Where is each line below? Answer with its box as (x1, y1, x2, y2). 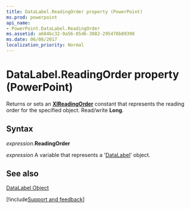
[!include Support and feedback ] (6, 196, 85, 203)
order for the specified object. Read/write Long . (6, 106, 124, 113)
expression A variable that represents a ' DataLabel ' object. (6, 151, 151, 158)
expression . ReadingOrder (6, 140, 71, 147)
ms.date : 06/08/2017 (6, 36, 58, 42)
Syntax (6, 124, 33, 134)
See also (6, 168, 39, 179)
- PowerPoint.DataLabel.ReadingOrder (6, 25, 100, 32)
